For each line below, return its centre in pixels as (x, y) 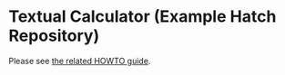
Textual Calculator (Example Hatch (142, 17)
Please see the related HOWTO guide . (80, 61)
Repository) (54, 36)
